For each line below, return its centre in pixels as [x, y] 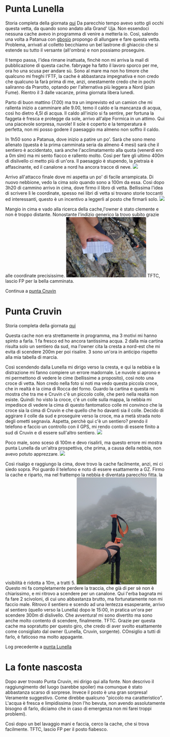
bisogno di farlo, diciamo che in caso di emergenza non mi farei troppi [78, 708]
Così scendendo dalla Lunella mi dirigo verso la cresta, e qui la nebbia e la [83, 367]
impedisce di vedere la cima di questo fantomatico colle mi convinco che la [84, 405]
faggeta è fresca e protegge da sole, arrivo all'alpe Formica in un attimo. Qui [85, 118]
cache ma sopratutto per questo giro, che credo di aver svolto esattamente [84, 626]
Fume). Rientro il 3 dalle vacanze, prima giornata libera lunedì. [70, 92]
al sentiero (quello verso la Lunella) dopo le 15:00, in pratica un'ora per [79, 610]
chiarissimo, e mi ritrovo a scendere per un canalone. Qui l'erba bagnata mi [84, 593]
